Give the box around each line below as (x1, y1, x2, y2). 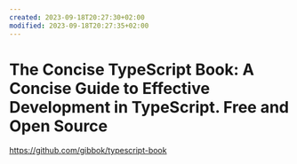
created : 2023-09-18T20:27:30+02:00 (9, 12, 145, 22)
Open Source (9, 116, 108, 136)
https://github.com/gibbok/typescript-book (9, 145, 167, 156)
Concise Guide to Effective (9, 78, 211, 98)
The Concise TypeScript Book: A (9, 59, 255, 80)
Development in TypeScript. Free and (9, 97, 289, 117)
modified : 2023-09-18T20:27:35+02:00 (9, 21, 149, 30)
